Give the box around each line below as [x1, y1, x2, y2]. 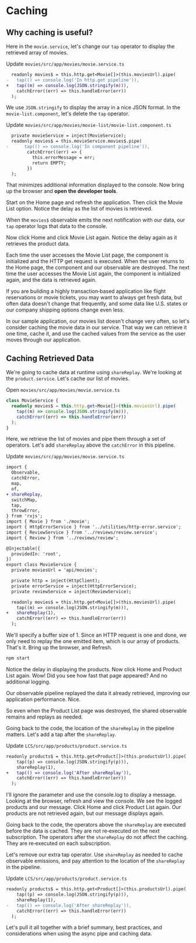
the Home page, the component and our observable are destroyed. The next [6, 264, 190, 271]
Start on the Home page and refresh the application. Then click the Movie [6, 199, 183, 206]
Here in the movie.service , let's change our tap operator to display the [6, 43, 175, 50]
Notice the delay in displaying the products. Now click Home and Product [6, 665, 182, 673]
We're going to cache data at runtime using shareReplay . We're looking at [6, 369, 182, 376]
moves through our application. [6, 336, 82, 343]
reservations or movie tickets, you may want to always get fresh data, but [6, 294, 183, 301]
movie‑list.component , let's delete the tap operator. [6, 110, 129, 118]
